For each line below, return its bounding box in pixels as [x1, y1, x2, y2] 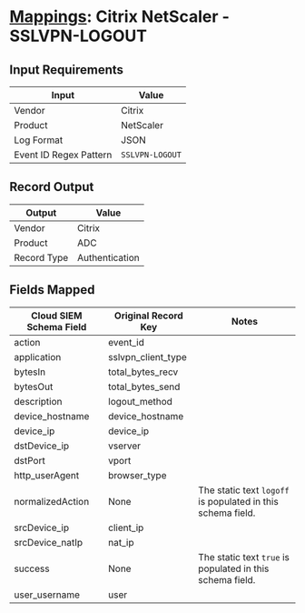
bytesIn [14, 366, 46, 378]
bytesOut [14, 380, 54, 393]
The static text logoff [198, 484, 290, 497]
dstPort [14, 454, 45, 467]
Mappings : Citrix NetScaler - [9, 6, 230, 27]
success [14, 562, 50, 575]
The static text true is [198, 550, 290, 563]
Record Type [14, 251, 69, 264]
